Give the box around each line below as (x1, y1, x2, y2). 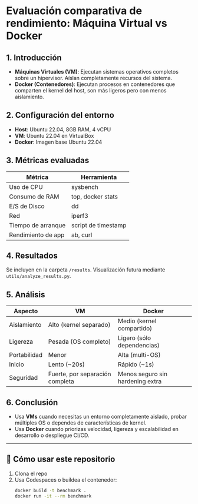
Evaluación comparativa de (6, 4, 143, 18)
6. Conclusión (6, 397, 58, 407)
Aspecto (14, 307, 38, 316)
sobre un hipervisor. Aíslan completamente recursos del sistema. (14, 75, 173, 81)
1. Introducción (6, 52, 62, 62)
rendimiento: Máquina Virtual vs (6, 16, 167, 30)
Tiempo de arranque (9, 221, 66, 229)
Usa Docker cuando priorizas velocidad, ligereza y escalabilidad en (14, 426, 179, 433)
